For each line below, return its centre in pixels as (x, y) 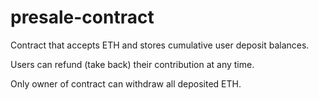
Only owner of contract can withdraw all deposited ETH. (126, 83)
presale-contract (82, 17)
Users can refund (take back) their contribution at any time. (132, 64)
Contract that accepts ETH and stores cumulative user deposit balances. (160, 45)
